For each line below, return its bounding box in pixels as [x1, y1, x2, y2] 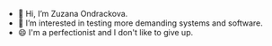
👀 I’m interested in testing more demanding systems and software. [17, 18, 263, 28]
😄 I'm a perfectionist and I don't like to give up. [17, 27, 194, 37]
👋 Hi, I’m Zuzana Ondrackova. [17, 9, 128, 19]
